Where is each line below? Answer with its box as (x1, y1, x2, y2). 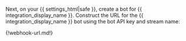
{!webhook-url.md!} (5, 29, 54, 36)
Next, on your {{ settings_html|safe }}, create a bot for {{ (5, 6, 142, 12)
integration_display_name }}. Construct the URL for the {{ (5, 12, 144, 19)
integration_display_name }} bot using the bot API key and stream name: (5, 18, 180, 25)
